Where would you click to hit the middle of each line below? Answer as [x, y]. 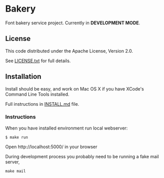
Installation [23, 77]
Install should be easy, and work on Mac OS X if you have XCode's [75, 88]
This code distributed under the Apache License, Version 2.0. [69, 51]
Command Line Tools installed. [37, 94]
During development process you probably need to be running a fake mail [82, 156]
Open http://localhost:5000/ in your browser [51, 147]
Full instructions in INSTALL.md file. [42, 104]
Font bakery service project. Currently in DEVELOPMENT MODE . [73, 23]
